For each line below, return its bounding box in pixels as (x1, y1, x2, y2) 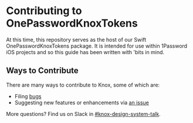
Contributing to (6, 4, 82, 18)
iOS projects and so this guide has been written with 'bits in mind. (6, 48, 165, 55)
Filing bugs (14, 92, 42, 99)
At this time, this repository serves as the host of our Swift (6, 36, 147, 43)
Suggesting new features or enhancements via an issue (14, 99, 150, 106)
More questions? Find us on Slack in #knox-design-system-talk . (6, 110, 161, 117)
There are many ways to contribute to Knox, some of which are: (6, 81, 160, 88)
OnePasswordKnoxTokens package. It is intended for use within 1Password (6, 42, 188, 49)
